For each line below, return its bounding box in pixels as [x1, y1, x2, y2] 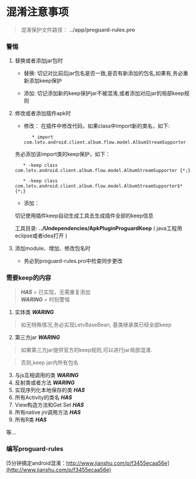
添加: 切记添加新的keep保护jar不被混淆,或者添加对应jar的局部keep [23, 90, 185, 97]
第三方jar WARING [14, 334, 61, 341]
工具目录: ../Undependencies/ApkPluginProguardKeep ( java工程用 [14, 225, 182, 232]
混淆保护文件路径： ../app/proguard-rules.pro [20, 26, 135, 33]
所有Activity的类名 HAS [14, 394, 72, 401]
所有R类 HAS [14, 416, 47, 423]
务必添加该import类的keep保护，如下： [14, 151, 111, 158]
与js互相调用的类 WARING [14, 372, 79, 379]
